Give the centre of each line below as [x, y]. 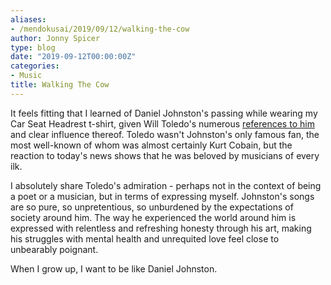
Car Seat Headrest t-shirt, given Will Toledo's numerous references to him [162, 123]
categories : [35, 66]
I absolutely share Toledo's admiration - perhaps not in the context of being [166, 185]
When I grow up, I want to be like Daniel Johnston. [114, 268]
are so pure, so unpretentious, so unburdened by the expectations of [152, 207]
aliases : [28, 19]
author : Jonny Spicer [55, 38]
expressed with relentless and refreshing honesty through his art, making [161, 228]
